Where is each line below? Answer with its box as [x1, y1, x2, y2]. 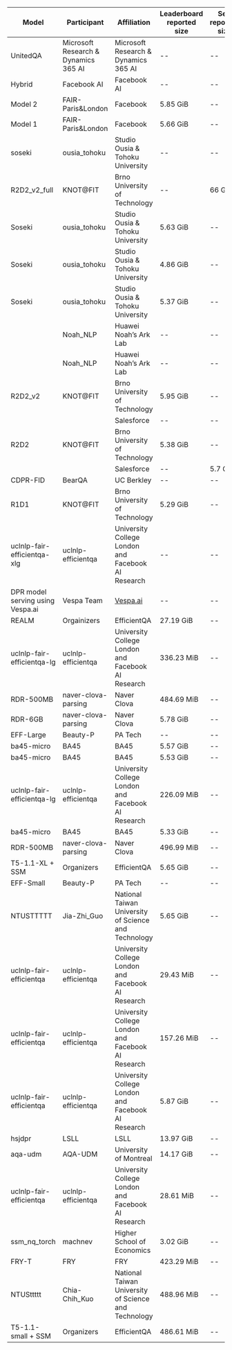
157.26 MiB [159, 1033, 199, 1042]
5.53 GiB [159, 753, 188, 762]
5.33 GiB [159, 827, 188, 836]
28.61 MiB [159, 1191, 195, 1200]
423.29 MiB [159, 1257, 199, 1266]
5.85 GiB [159, 100, 188, 109]
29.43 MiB [159, 970, 195, 979]
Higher [115, 1228, 137, 1238]
